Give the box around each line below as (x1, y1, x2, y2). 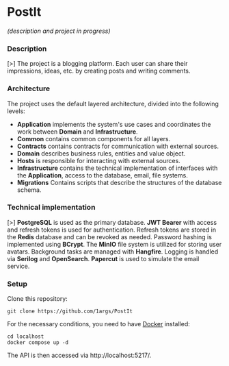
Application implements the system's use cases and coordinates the (16, 120, 211, 128)
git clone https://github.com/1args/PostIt (7, 308, 133, 315)
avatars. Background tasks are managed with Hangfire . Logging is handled (7, 247, 219, 256)
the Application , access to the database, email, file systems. (16, 171, 188, 179)
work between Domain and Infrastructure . (16, 127, 138, 136)
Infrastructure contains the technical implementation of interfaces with (16, 164, 218, 172)
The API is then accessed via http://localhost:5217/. (7, 351, 152, 360)
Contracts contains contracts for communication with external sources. (16, 142, 219, 150)
